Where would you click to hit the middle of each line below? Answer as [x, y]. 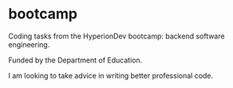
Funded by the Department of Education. [75, 60]
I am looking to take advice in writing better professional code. [111, 75]
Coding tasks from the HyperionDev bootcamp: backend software [116, 36]
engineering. [29, 44]
